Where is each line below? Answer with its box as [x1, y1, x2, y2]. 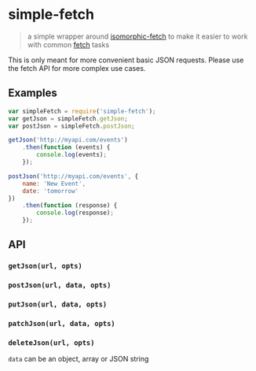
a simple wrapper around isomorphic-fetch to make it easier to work [27, 32, 248, 41]
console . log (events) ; [36, 151, 108, 159]
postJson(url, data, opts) [8, 281, 112, 290]
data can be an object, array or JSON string [8, 354, 149, 364]
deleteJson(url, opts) [8, 339, 95, 347]
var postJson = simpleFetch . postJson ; [8, 122, 135, 130]
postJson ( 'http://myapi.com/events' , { [8, 172, 139, 180]
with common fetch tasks [27, 39, 110, 49]
